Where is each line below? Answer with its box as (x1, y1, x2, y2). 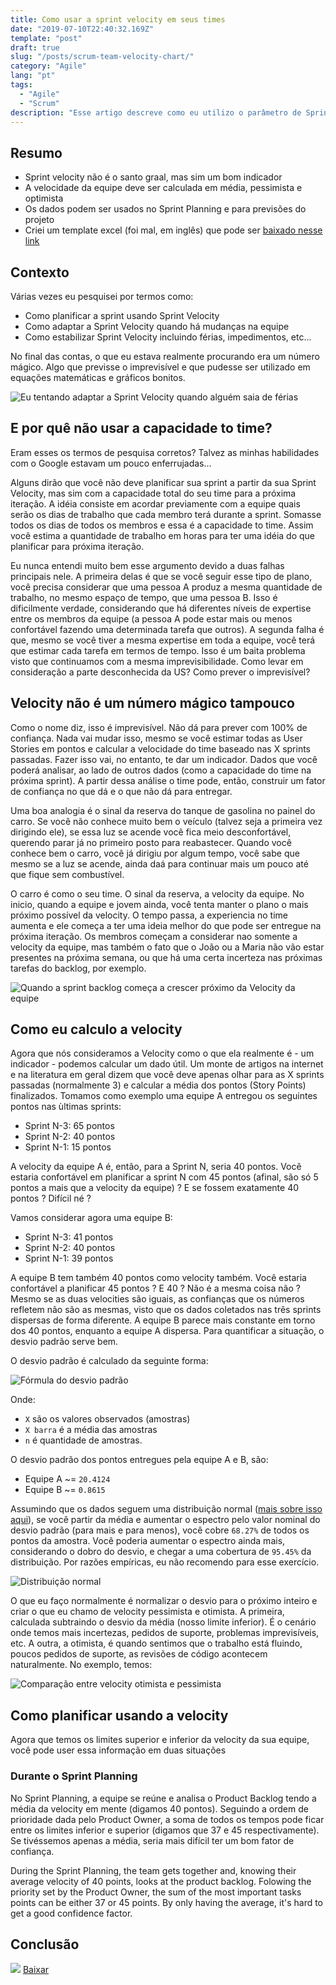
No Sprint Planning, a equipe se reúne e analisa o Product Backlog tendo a (10, 1792, 317, 1804)
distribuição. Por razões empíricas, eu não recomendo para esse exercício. (10, 1556, 320, 1568)
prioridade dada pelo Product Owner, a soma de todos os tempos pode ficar (10, 1813, 325, 1825)
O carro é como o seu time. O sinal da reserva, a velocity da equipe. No (10, 887, 305, 900)
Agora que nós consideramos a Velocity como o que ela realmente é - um (10, 1047, 315, 1060)
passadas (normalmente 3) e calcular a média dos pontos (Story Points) (10, 1079, 307, 1091)
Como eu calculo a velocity (10, 1021, 183, 1038)
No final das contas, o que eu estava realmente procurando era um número (10, 351, 320, 362)
